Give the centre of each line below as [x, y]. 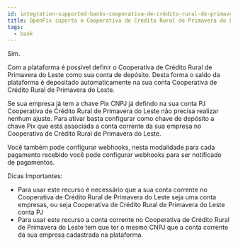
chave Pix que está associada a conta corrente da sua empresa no [104, 126]
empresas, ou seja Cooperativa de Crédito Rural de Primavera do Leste [121, 205]
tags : [15, 27]
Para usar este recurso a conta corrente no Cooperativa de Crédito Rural [124, 220]
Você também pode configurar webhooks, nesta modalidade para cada [111, 147]
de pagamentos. [31, 163]
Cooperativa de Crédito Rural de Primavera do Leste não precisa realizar [113, 111]
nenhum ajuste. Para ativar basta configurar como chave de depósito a [111, 119]
